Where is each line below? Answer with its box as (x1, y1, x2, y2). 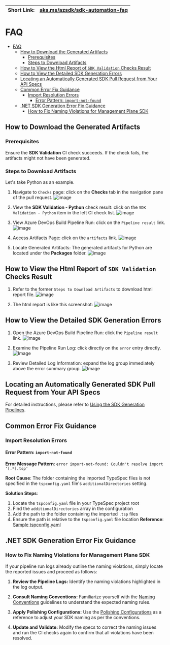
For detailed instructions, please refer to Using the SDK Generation (5, 401, 145, 408)
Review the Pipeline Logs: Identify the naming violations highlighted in (12, 578, 161, 585)
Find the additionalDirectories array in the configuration (12, 505, 133, 511)
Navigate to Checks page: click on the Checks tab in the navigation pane (12, 189, 163, 195)
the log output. (12, 584, 44, 590)
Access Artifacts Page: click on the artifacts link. (12, 235, 118, 241)
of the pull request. (12, 194, 53, 200)
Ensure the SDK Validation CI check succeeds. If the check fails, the (5, 149, 149, 155)
